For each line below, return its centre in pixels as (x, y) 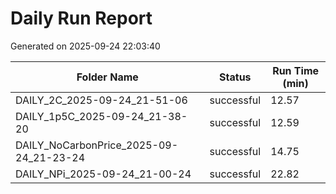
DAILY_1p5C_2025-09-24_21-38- (101, 116)
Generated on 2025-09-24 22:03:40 (85, 46)
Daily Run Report (81, 18)
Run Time (296, 70)
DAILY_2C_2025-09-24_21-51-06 (101, 100)
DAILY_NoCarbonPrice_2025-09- (97, 145)
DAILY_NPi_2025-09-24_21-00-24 (103, 174)
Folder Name (107, 77)
